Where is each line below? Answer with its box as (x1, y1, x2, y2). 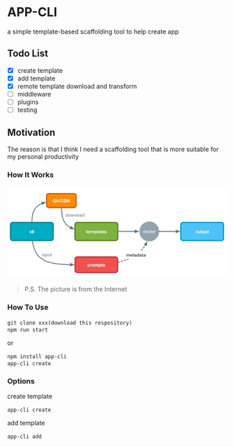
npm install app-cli (7, 353, 68, 360)
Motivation (7, 127, 56, 139)
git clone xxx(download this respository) (7, 319, 133, 326)
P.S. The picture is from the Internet (24, 285, 128, 294)
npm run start (7, 326, 49, 333)
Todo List (7, 48, 49, 59)
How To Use (7, 302, 49, 312)
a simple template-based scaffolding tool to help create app (7, 27, 179, 36)
